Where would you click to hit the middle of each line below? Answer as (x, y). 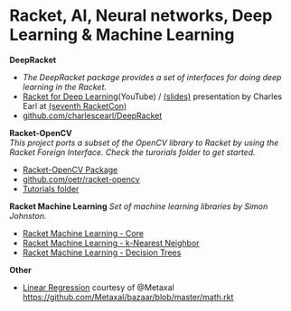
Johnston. (28, 215)
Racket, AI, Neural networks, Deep (141, 16)
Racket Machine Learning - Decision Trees (102, 252)
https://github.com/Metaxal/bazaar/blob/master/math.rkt (128, 297)
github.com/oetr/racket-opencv (81, 179)
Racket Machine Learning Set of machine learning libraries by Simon (139, 206)
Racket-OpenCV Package (70, 169)
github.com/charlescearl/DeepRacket (92, 115)
